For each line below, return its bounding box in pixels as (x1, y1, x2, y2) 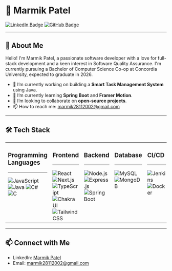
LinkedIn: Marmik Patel (12, 255, 61, 261)
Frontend (52, 151, 79, 159)
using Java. (12, 87, 37, 93)
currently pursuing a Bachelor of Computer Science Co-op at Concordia (5, 66, 157, 72)
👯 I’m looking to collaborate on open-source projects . (12, 98, 127, 104)
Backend (83, 151, 110, 159)
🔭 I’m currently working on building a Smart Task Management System (12, 81, 164, 87)
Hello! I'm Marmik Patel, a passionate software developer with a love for (5, 55, 157, 61)
